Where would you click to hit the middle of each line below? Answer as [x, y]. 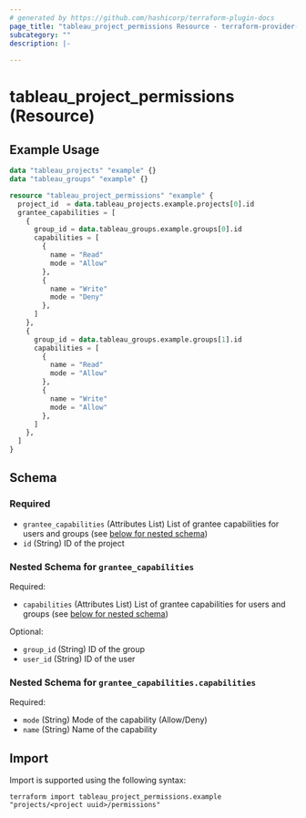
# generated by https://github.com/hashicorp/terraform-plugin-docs [142, 18]
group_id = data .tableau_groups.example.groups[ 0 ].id [138, 230]
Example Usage [55, 150]
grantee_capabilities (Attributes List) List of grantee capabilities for [151, 524]
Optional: [26, 631]
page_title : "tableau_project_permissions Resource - [114, 26]
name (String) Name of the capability [90, 730]
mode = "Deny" [76, 297]
